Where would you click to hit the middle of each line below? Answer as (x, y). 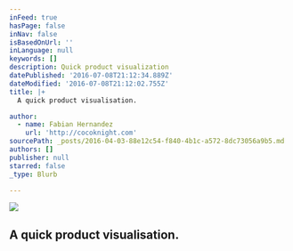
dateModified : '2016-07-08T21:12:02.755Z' (89, 84)
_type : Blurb (33, 174)
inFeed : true (33, 17)
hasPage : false (37, 26)
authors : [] (31, 150)
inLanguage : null (41, 51)
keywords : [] (33, 59)
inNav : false (33, 34)
